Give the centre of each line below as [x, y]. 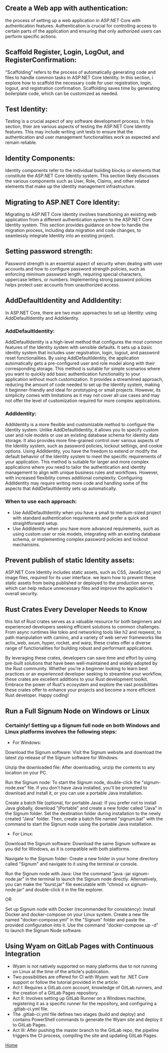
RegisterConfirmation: [41, 60]
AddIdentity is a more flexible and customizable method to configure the [80, 425]
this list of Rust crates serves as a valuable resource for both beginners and [83, 621]
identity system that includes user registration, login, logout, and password [82, 352]
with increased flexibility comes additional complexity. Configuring [74, 478]
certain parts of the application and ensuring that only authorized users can [83, 31]
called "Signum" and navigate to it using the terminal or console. [72, 864]
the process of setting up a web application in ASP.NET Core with [73, 20]
